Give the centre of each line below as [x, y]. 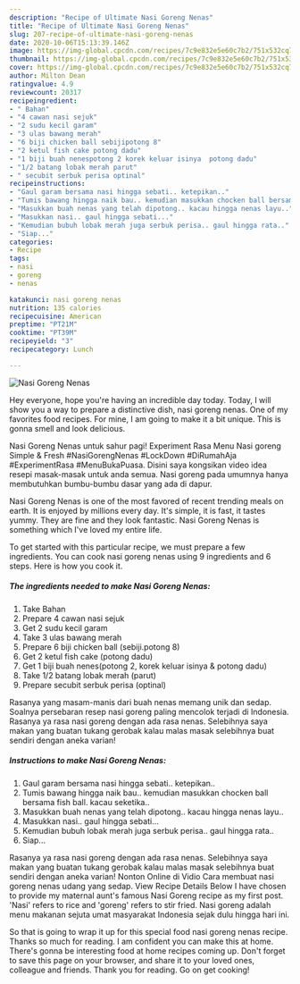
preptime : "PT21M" [43, 324]
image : [21, 51]
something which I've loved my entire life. [86, 529]
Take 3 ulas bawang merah [72, 637]
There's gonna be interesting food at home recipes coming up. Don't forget [147, 950]
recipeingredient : [43, 101]
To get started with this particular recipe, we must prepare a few [127, 547]
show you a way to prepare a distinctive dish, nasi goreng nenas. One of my [149, 409]
